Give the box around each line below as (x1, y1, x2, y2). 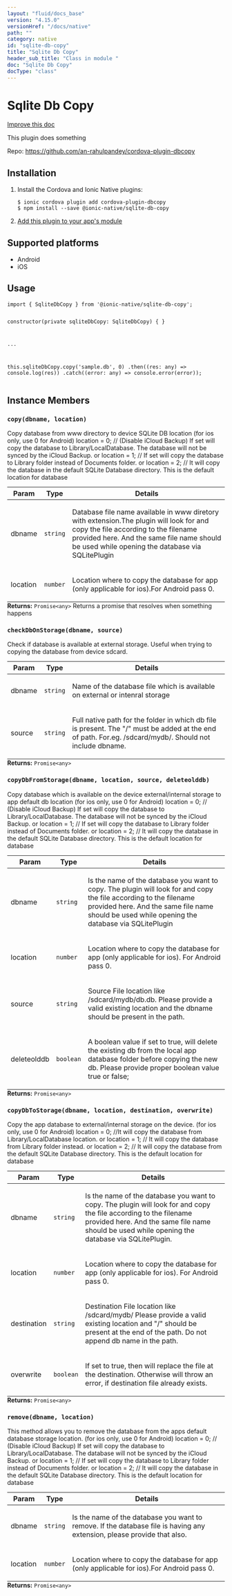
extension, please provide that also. (72, 1530, 188, 1539)
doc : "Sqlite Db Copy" (7, 61, 72, 68)
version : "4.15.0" (7, 17, 60, 23)
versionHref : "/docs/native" (7, 23, 91, 30)
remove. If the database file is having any (72, 1521, 206, 1531)
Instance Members (7, 394, 90, 406)
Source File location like (87, 986, 166, 995)
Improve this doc (7, 120, 55, 128)
